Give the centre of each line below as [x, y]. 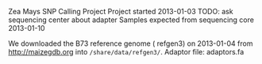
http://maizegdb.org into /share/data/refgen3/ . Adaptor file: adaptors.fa [126, 52]
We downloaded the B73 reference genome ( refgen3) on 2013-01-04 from [131, 43]
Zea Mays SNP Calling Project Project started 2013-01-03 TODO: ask [121, 11]
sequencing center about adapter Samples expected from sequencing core [131, 20]
